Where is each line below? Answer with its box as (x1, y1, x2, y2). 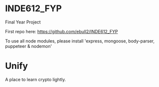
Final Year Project (5, 19, 41, 25)
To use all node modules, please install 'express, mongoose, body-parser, (5, 38, 155, 44)
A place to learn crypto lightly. (5, 76, 66, 82)
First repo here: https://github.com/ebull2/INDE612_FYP (5, 28, 118, 34)
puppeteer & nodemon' (5, 43, 52, 49)
